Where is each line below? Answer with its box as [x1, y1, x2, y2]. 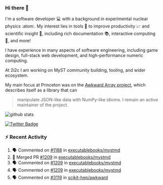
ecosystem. [5, 72, 29, 78]
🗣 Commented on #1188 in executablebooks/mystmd [12, 147, 120, 153]
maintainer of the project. [17, 102, 69, 108]
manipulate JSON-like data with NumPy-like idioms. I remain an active [17, 97, 158, 103]
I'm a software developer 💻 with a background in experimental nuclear [5, 16, 148, 22]
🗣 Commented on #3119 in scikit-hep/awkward [12, 174, 108, 180]
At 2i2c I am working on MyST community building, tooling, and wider [5, 67, 146, 73]
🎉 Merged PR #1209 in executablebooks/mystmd [12, 154, 111, 160]
